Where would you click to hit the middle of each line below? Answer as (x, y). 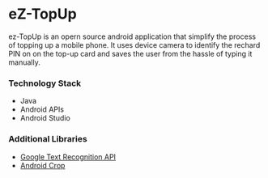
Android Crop (43, 165)
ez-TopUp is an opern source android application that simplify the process (132, 36)
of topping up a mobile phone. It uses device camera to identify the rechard (134, 44)
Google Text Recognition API (68, 157)
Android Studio (45, 118)
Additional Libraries (48, 139)
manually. (24, 62)
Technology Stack (45, 83)
